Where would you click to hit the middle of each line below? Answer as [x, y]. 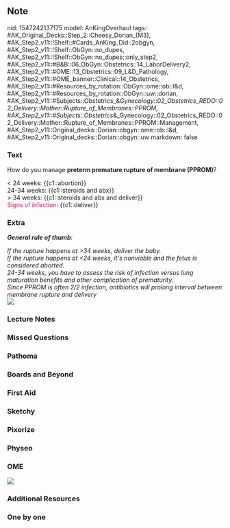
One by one [27, 517]
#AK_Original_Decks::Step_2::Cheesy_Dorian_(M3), [79, 35]
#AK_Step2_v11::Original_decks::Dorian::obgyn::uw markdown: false [102, 137]
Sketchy [21, 411]
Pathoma [22, 356]
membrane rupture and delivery [52, 295]
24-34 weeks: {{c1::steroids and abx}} [61, 191]
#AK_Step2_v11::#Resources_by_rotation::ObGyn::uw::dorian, [93, 93]
